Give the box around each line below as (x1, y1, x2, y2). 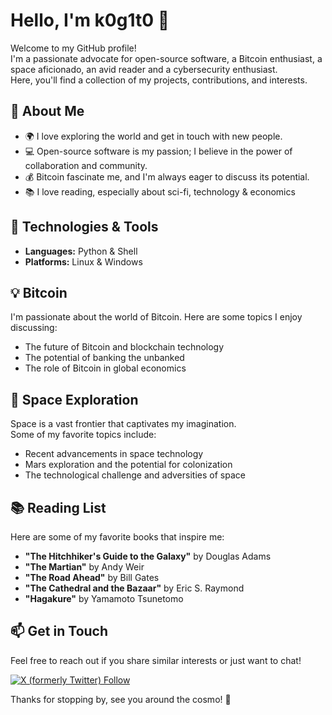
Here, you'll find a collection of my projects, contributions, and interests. (10, 74, 308, 86)
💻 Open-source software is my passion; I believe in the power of (24, 145, 293, 157)
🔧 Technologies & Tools (10, 219, 159, 236)
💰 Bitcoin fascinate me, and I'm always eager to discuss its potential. (24, 170, 310, 183)
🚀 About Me (10, 103, 85, 120)
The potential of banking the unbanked (24, 352, 185, 364)
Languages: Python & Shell (24, 245, 138, 257)
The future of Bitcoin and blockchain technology (24, 341, 225, 353)
